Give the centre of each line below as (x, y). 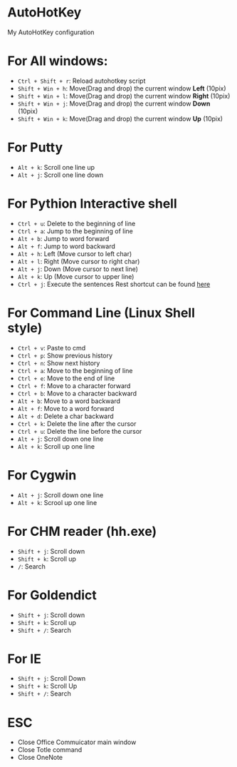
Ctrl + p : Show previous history (65, 355)
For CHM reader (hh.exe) (82, 531)
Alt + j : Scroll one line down (60, 175)
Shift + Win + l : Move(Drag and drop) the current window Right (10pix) (124, 96)
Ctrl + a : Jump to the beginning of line (75, 231)
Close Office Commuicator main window (77, 742)
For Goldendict (52, 595)
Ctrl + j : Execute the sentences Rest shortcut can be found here (114, 284)
